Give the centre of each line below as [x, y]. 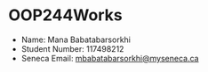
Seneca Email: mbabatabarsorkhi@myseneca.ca [110, 58]
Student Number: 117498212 [72, 48]
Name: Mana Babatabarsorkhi [76, 40]
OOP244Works [65, 15]
